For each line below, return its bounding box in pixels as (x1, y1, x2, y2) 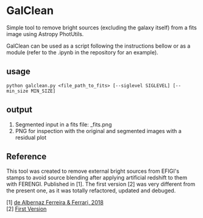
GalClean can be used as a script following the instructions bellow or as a (6, 42, 191, 49)
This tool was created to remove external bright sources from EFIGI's (6, 167, 180, 175)
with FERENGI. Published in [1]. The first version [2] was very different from (6, 181, 196, 188)
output (6, 104, 32, 115)
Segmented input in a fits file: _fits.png (15, 120, 112, 128)
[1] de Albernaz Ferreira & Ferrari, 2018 (6, 199, 104, 206)
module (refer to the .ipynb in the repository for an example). (6, 48, 158, 56)
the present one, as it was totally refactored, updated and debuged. (6, 187, 176, 194)
